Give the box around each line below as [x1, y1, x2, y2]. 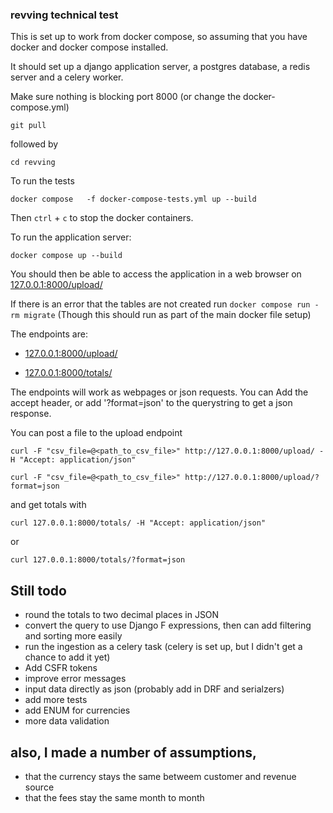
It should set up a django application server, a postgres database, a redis [10, 61, 311, 73]
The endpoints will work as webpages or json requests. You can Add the [10, 386, 309, 398]
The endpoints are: [10, 328, 88, 340]
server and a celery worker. [10, 71, 124, 83]
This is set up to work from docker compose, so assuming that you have [10, 31, 308, 43]
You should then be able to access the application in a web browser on [10, 268, 302, 280]
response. [10, 408, 52, 420]
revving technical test [10, 8, 119, 22]
